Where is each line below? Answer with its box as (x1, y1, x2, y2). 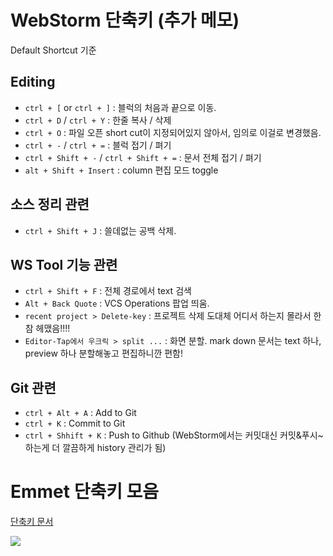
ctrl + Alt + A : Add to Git (24, 407, 137, 419)
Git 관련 (10, 379, 57, 396)
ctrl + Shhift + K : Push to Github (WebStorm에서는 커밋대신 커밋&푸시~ (24, 429, 324, 441)
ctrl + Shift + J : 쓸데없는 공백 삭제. (24, 224, 177, 236)
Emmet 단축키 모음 (10, 481, 160, 503)
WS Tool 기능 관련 (10, 256, 118, 273)
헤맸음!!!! (35, 322, 71, 335)
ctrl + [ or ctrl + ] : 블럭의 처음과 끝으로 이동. (24, 101, 217, 113)
